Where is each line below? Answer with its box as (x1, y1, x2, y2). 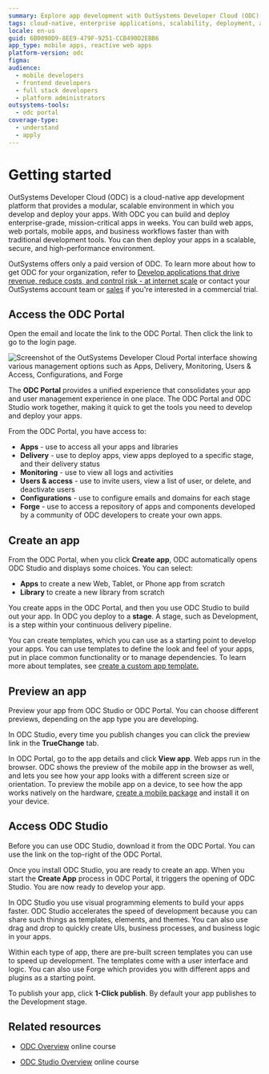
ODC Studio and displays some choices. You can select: (8, 563, 194, 573)
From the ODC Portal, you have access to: (8, 427, 147, 436)
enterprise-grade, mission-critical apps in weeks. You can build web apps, (8, 217, 254, 227)
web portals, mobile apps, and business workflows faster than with (8, 226, 230, 236)
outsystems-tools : (8, 101, 70, 109)
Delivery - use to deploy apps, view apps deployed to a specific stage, (19, 451, 254, 460)
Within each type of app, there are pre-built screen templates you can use (8, 947, 253, 957)
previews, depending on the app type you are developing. (8, 715, 199, 723)
